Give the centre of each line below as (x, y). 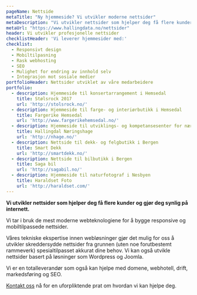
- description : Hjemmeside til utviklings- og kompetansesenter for (97, 126)
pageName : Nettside (30, 11)
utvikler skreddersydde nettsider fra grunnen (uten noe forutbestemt (89, 244)
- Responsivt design (36, 50)
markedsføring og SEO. (34, 274)
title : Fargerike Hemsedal (50, 115)
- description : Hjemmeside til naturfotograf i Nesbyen (81, 175)
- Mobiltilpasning (34, 55)
